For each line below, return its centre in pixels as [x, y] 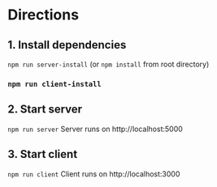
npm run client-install [55, 84]
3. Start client [43, 154]
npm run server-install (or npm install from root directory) [108, 64]
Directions [43, 15]
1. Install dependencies [67, 45]
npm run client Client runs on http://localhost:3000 [94, 174]
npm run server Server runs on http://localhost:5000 [95, 129]
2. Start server [45, 110]
